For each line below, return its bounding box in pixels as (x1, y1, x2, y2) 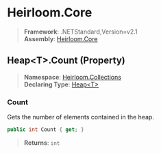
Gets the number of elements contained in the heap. (7, 113, 154, 121)
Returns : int (23, 139, 60, 147)
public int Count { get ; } (7, 126, 84, 133)
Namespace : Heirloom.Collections (23, 73, 122, 81)
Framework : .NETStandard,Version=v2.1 (23, 27, 138, 36)
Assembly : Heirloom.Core (23, 34, 98, 43)
